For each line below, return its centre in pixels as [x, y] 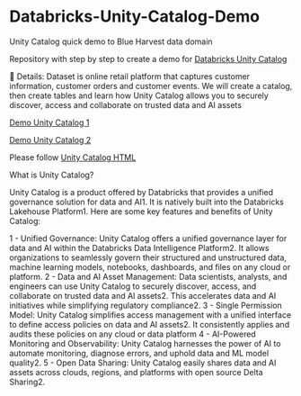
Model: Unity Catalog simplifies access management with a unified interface [150, 315]
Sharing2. [27, 382]
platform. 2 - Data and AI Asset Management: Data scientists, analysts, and [148, 276]
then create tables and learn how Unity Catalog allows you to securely [139, 95]
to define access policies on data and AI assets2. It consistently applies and [150, 324]
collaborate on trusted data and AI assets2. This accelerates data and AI [143, 295]
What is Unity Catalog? [52, 175]
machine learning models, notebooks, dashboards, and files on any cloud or [150, 266]
